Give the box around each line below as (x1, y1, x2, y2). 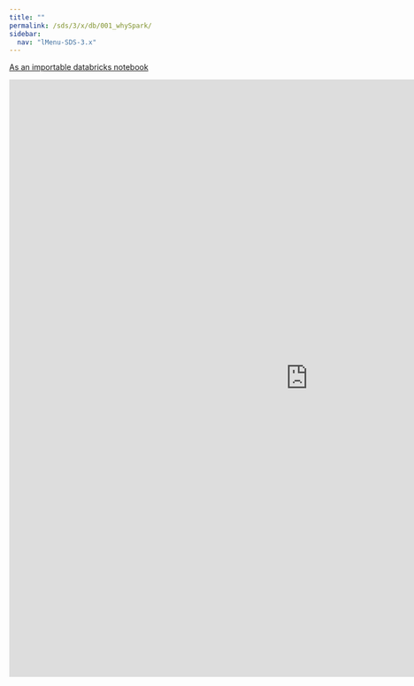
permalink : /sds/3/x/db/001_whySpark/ (9, 21, 152, 30)
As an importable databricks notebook (9, 62, 149, 73)
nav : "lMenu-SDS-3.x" (17, 37, 97, 47)
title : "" (9, 12, 46, 22)
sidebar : (9, 29, 42, 38)
